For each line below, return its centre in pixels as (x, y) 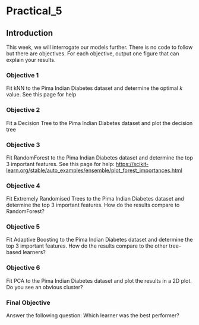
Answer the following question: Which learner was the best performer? (93, 315)
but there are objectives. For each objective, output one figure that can (93, 54)
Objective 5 (23, 227)
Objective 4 (23, 186)
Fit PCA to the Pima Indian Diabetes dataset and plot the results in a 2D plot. (99, 280)
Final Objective (28, 302)
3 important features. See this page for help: (60, 164)
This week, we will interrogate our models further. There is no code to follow (99, 47)
